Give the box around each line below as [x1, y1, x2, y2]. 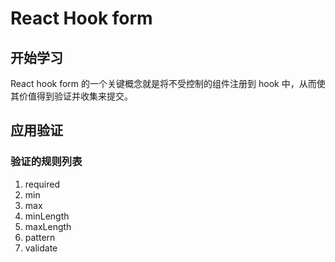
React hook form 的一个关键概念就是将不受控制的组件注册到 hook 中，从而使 [10, 78, 326, 89]
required [24, 178, 61, 190]
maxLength [24, 220, 72, 232]
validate [24, 242, 58, 254]
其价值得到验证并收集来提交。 [10, 90, 133, 102]
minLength [24, 210, 70, 222]
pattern [24, 231, 56, 243]
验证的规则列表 [10, 155, 83, 169]
